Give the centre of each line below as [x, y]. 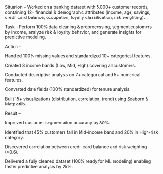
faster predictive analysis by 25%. [39, 166]
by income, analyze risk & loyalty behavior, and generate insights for [73, 32]
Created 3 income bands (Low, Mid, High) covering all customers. [71, 65]
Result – [13, 113]
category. [15, 137]
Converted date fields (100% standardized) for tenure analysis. [68, 89]
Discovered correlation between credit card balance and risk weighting [76, 147]
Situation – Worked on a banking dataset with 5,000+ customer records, [77, 7]
